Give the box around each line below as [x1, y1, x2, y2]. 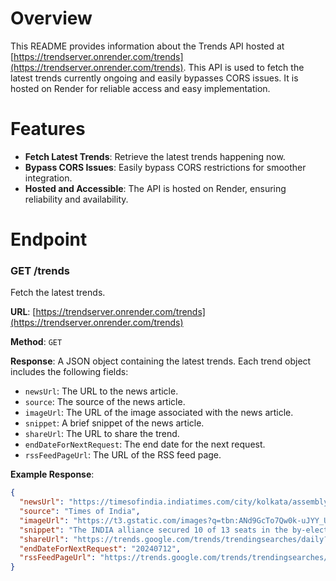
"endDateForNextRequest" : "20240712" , [19, 543, 182, 554]
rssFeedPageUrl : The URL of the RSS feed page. [24, 449, 222, 461]
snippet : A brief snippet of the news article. [24, 417, 205, 429]
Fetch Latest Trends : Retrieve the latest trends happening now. [24, 150, 286, 162]
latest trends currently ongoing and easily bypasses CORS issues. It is [10, 72, 299, 84]
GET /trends [10, 263, 71, 277]
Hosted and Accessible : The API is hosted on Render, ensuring [24, 182, 287, 194]
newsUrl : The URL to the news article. [24, 385, 179, 397]
